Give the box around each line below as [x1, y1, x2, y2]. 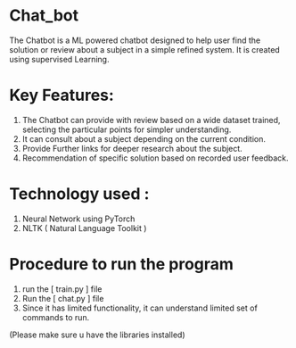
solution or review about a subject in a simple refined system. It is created [9, 44, 281, 54]
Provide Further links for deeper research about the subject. [21, 143, 243, 153]
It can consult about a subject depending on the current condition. [21, 133, 266, 144]
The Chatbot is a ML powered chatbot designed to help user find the [9, 35, 261, 46]
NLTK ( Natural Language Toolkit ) [21, 222, 147, 233]
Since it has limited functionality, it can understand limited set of [21, 302, 259, 313]
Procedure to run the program [9, 254, 234, 274]
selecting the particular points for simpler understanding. [21, 124, 232, 135]
